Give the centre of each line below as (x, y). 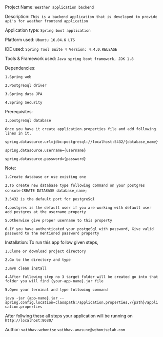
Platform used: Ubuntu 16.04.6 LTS (40, 40)
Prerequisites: (19, 111)
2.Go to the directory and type (38, 260)
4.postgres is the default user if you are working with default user (78, 208)
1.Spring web (18, 77)
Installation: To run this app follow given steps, (52, 242)
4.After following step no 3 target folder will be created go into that (82, 277)
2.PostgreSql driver (26, 85)
